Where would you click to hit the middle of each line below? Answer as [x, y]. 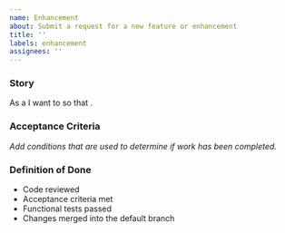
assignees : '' [36, 52]
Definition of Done [50, 170]
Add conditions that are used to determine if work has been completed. [143, 146]
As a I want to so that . [51, 103]
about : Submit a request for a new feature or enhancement [123, 26]
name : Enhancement [44, 18]
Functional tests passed [67, 209]
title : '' [28, 34]
